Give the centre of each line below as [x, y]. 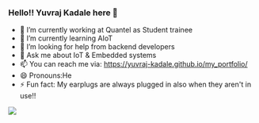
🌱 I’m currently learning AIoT [66, 38]
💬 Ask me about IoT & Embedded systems [88, 56]
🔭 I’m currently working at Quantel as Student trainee [106, 30]
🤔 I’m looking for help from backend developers [97, 47]
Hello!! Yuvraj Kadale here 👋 [63, 13]
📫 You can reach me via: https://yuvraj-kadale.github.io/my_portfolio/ [133, 64]
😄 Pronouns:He [46, 75]
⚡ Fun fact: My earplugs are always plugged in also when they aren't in [135, 85]
